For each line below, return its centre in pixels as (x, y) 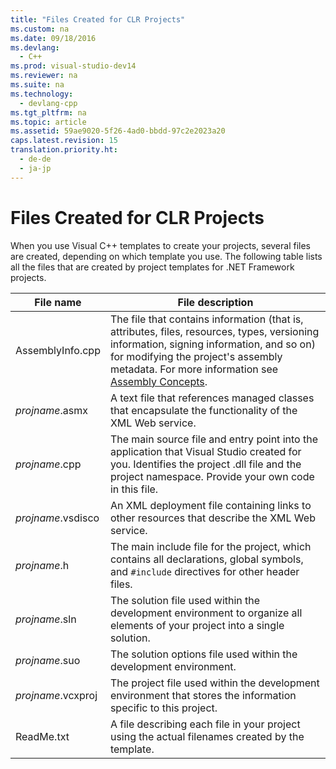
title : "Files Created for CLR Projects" (98, 19)
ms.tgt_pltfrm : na (48, 112)
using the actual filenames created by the (207, 736)
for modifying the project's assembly (196, 356)
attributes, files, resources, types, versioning (214, 331)
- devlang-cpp (48, 103)
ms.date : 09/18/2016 (53, 38)
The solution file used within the (185, 600)
